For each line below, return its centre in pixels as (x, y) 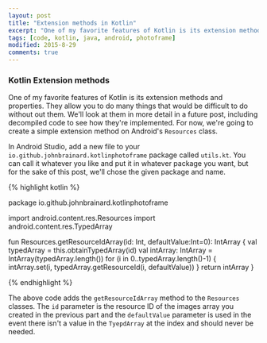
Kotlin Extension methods (59, 80)
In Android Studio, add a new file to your (74, 147)
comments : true (33, 52)
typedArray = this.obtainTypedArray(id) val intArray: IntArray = (110, 250)
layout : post (30, 15)
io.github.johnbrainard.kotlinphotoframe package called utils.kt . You (127, 155)
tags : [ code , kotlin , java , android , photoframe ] (92, 38)
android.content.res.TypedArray (60, 226)
